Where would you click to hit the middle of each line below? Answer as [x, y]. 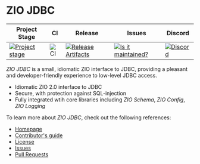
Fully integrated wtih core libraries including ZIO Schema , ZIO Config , [100, 100]
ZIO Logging [30, 106]
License [24, 141]
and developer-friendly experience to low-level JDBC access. [82, 75]
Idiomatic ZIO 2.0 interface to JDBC [58, 86]
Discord [178, 33]
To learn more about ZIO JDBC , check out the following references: [89, 117]
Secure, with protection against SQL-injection [71, 93]
